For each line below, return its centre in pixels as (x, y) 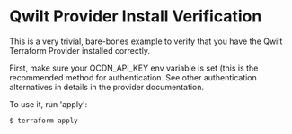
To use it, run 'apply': (49, 104)
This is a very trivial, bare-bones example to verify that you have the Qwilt (146, 41)
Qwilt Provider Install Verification (136, 17)
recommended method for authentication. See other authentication (133, 77)
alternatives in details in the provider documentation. (107, 87)
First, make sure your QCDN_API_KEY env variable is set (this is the (134, 68)
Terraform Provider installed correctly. (80, 50)
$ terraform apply (44, 121)
